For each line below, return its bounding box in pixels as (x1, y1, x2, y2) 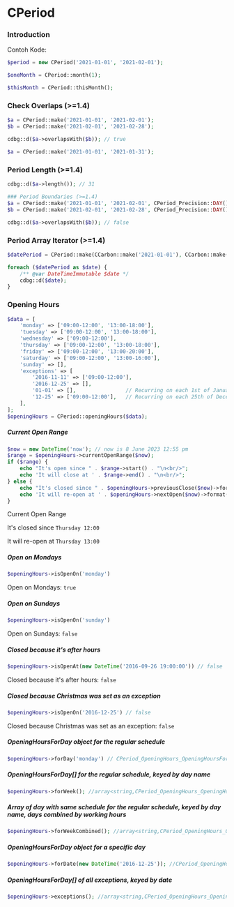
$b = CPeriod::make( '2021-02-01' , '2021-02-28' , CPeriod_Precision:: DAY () (7, 206, 229, 213)
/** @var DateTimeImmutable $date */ (19, 270, 130, 277)
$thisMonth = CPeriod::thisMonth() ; (7, 84, 114, 91)
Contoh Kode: (7, 45, 47, 54)
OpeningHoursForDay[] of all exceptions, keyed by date (7, 876, 173, 884)
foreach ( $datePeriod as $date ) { (7, 264, 108, 271)
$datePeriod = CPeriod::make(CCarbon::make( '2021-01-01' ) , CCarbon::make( (7, 251, 229, 258)
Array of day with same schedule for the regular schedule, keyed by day (7, 803, 221, 811)
